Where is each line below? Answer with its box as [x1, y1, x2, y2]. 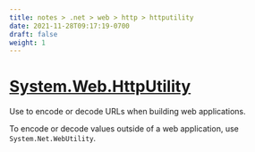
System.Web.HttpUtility [9, 77, 191, 97]
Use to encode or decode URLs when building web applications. [9, 106, 246, 117]
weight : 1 [9, 38, 47, 47]
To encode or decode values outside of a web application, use [9, 123, 239, 134]
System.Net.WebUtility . [9, 133, 97, 144]
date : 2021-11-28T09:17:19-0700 [9, 21, 130, 30]
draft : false [9, 30, 58, 38]
